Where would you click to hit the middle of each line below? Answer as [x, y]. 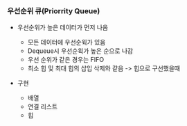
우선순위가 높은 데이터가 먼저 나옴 [63, 27]
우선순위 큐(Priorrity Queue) [54, 10]
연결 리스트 [42, 107]
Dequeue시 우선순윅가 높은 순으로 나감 [80, 51]
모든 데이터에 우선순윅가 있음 [66, 42]
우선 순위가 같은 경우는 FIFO [66, 60]
